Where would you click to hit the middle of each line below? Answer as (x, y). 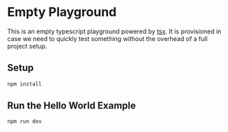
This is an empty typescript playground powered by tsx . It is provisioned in (114, 31)
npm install (24, 84)
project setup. (27, 46)
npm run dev (24, 122)
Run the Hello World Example (71, 106)
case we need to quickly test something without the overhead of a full (107, 38)
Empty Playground (62, 12)
